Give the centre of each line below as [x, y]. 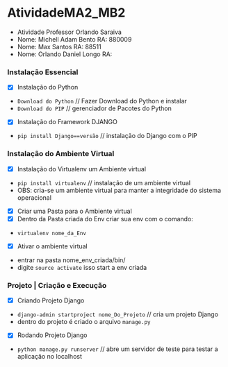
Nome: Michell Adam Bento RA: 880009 [74, 39]
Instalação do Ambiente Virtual [61, 154]
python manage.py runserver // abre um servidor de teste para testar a [117, 349]
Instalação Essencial [43, 72]
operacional [34, 197]
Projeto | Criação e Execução [57, 285]
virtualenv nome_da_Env [52, 233]
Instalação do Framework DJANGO [67, 122]
